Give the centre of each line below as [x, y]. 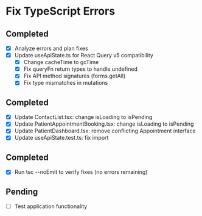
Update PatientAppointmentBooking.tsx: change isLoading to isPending [104, 124]
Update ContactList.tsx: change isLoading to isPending [83, 117]
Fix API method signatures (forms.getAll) [75, 76]
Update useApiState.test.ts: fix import [61, 138]
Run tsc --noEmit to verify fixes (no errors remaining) [81, 172]
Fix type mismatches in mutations [66, 83]
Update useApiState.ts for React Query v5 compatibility [84, 56]
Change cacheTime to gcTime [61, 62]
